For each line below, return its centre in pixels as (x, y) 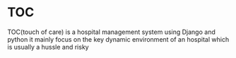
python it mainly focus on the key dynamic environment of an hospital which (118, 39)
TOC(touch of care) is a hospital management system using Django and (111, 32)
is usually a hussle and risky (48, 47)
